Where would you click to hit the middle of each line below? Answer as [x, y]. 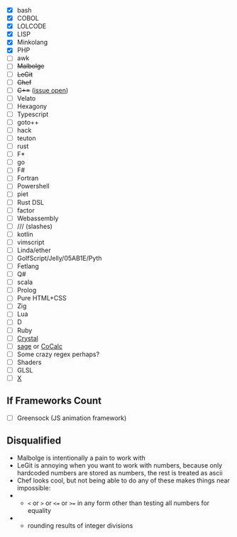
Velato [26, 98]
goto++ [28, 122]
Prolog [27, 290]
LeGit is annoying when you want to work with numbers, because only [120, 465]
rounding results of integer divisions [80, 525]
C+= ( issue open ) [43, 90]
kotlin [25, 234]
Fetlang [28, 266]
